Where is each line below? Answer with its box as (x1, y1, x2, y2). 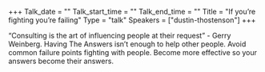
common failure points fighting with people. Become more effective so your (8, 48, 258, 57)
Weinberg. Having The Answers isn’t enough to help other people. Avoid (8, 39, 247, 49)
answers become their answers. (8, 56, 114, 66)
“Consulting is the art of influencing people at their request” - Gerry (8, 31, 231, 40)
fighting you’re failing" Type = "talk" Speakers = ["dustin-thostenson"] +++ (8, 15, 256, 25)
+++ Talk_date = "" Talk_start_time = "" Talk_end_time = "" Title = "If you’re (8, 7, 256, 16)
